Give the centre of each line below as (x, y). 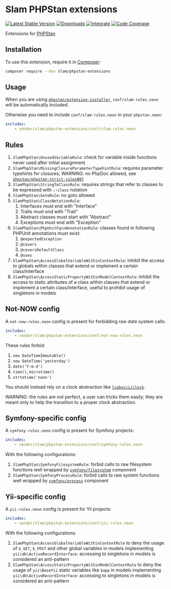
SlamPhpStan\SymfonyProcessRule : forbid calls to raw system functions (86, 475)
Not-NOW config (33, 309)
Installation (23, 50)
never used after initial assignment (49, 163)
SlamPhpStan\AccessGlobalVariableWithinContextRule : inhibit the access (89, 260)
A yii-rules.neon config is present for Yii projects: (58, 509)
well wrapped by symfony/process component (60, 481)
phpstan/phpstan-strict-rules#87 (48, 179)
